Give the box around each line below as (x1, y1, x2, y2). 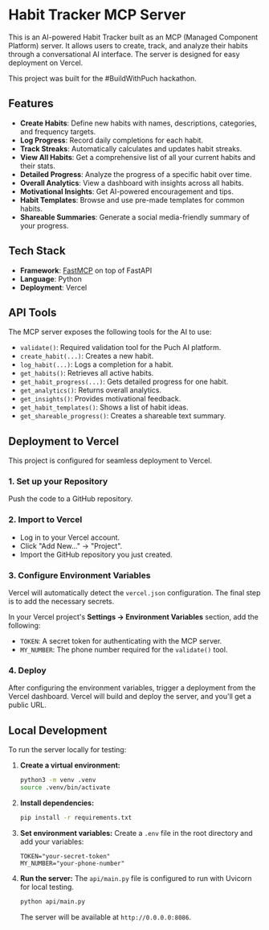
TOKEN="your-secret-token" (19, 852, 111, 860)
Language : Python (19, 274, 82, 283)
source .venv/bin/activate (19, 784, 111, 792)
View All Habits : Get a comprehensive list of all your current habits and (19, 152, 255, 162)
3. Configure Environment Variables (8, 570, 151, 581)
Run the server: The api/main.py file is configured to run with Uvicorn (19, 873, 252, 883)
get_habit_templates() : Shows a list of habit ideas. (19, 402, 189, 412)
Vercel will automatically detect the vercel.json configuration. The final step (8, 588, 261, 598)
